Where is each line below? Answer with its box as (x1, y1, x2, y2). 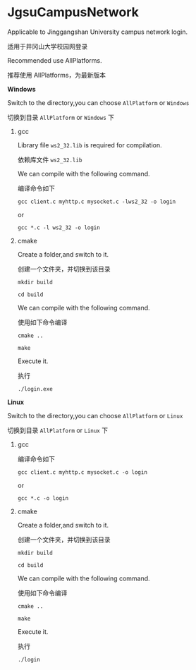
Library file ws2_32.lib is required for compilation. (17, 140, 162, 149)
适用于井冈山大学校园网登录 (7, 42, 88, 50)
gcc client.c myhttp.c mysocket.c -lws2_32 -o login (17, 198, 176, 205)
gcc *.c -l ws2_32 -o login (17, 224, 100, 231)
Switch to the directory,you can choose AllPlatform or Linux (7, 411, 183, 420)
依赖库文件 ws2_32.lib (17, 155, 82, 164)
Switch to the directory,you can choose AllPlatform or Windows (7, 98, 190, 106)
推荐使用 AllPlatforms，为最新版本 (7, 71, 106, 79)
